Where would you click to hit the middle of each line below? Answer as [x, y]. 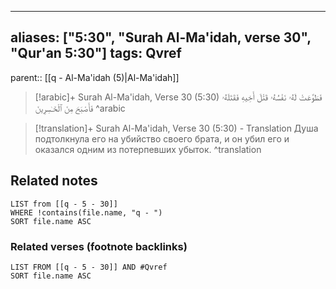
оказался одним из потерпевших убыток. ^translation [148, 149]
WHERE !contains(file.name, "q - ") [86, 212]
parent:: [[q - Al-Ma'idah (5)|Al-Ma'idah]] [95, 77]
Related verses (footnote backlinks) [99, 246]
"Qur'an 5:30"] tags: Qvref [96, 53]
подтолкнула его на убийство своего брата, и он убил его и [162, 138]
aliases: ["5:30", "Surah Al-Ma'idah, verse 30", [161, 37]
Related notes [54, 181]
